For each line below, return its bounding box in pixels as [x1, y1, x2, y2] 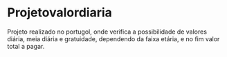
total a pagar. [7, 42, 45, 50]
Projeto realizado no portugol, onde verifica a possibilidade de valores [7, 27, 208, 36]
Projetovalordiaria [7, 5, 113, 21]
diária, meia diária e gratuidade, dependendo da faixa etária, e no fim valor [7, 34, 220, 43]
